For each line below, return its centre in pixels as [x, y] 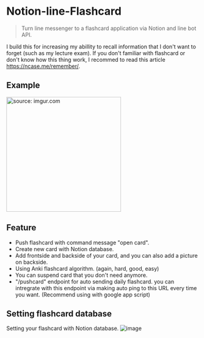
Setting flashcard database [59, 314]
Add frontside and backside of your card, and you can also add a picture [107, 255]
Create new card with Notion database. [64, 249]
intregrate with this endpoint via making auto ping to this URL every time [106, 288]
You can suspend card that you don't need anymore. [81, 275]
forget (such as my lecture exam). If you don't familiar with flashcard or [96, 53]
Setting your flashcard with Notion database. [63, 328]
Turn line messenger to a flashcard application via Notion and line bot [109, 28]
